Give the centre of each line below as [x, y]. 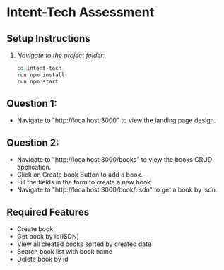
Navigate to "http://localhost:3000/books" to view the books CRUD [114, 160]
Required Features [48, 212]
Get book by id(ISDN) [48, 237]
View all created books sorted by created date [84, 244]
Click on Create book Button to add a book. [79, 175]
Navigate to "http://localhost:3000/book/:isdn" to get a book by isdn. [117, 190]
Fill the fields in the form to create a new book [84, 182]
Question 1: [32, 104]
